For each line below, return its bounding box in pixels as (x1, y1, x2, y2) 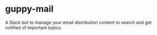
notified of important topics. (5, 24, 62, 30)
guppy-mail (5, 3, 53, 15)
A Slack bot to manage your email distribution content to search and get (5, 19, 152, 25)
